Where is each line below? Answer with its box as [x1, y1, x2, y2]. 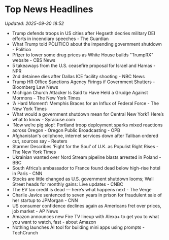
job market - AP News [12, 208, 58, 214]
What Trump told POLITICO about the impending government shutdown [12, 41, 162, 47]
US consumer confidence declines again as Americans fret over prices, [12, 202, 162, 209]
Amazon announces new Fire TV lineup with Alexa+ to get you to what [12, 213, 159, 219]
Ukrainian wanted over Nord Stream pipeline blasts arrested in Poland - [12, 154, 161, 160]
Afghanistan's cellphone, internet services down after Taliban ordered [12, 132, 158, 139]
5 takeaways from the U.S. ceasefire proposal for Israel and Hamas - [12, 62, 156, 68]
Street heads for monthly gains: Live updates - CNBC [12, 181, 124, 187]
